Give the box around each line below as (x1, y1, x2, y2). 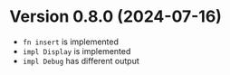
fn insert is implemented (22, 36, 120, 47)
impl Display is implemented (22, 45, 131, 56)
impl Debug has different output (22, 55, 139, 66)
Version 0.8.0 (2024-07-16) (9, 6, 222, 27)
